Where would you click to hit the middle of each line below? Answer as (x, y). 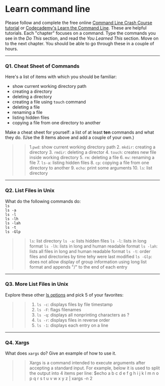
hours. (12, 49)
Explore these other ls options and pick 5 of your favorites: (64, 295)
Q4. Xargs (17, 342)
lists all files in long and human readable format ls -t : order (90, 251)
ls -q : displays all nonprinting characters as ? (83, 315)
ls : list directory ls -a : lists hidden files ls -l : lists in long (88, 241)
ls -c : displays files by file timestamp (75, 304)
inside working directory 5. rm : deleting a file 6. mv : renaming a (92, 158)
